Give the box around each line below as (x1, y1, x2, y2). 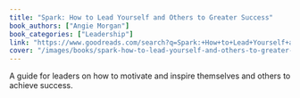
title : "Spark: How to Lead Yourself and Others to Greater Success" (9, 12, 274, 22)
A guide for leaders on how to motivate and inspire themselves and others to (9, 70, 291, 81)
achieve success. (9, 80, 73, 91)
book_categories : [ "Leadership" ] (9, 29, 134, 38)
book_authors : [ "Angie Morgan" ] (9, 21, 129, 30)
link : (9, 37, 29, 47)
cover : (9, 46, 34, 55)
